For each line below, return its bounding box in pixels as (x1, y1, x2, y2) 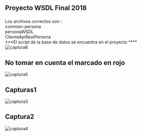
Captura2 (5, 113, 35, 121)
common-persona (5, 24, 41, 30)
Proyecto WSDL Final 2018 (5, 4, 87, 12)
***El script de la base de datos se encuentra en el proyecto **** (5, 39, 137, 45)
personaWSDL (5, 29, 34, 35)
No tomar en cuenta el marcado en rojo (5, 58, 125, 67)
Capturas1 (5, 85, 37, 94)
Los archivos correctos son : (5, 19, 62, 24)
